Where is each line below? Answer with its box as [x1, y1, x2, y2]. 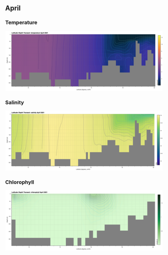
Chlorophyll [5, 178, 34, 185]
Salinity [5, 99, 24, 106]
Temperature [5, 19, 37, 26]
